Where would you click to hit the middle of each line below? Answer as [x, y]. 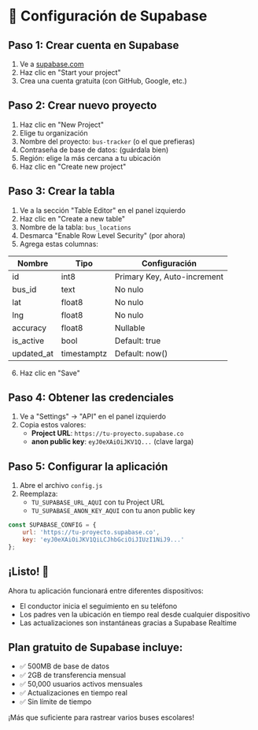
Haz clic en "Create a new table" [72, 218]
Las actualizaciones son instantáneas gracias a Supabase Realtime [128, 623]
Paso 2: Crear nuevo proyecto [83, 106]
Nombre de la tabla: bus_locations [75, 227]
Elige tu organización [53, 132]
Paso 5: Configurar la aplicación [88, 466]
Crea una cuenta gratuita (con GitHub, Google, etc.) [103, 81]
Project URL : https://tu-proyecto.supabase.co [107, 434]
